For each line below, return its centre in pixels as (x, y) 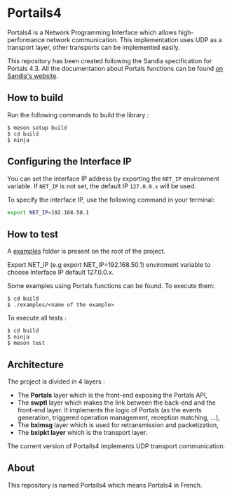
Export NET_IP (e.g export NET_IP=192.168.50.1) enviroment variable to (109, 265)
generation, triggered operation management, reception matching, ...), (119, 418)
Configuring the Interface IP (69, 162)
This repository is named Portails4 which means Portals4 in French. (105, 485)
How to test (33, 234)
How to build (35, 98)
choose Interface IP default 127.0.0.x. (61, 273)
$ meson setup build (37, 128)
